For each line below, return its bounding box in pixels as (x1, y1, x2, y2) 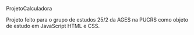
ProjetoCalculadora (6, 5, 52, 12)
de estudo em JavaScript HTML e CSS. (6, 23, 100, 29)
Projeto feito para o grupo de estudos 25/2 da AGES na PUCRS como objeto (6, 16, 188, 23)
